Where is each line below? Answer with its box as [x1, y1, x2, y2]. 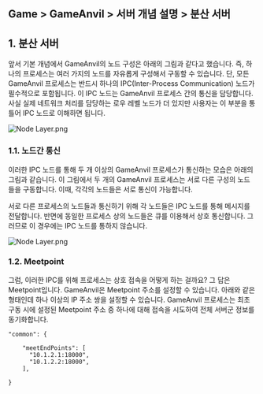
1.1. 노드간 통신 [8, 145, 61, 156]
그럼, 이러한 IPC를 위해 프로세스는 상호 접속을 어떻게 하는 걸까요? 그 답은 [8, 275, 231, 284]
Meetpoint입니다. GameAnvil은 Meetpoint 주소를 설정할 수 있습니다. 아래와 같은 [8, 284, 256, 294]
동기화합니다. [8, 314, 49, 324]
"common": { [8, 330, 47, 338]
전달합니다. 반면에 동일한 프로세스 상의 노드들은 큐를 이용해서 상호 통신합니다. [8, 211, 246, 221]
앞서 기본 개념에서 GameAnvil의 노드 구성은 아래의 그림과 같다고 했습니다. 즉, [8, 59, 244, 69]
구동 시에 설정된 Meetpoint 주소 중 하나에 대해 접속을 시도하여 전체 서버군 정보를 [8, 304, 255, 314]
